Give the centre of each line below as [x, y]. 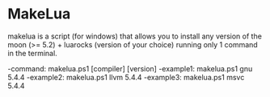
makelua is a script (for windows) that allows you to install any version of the [135, 36]
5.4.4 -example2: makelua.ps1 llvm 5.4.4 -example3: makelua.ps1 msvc [126, 77]
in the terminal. [32, 53]
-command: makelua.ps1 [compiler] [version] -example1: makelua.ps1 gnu [130, 68]
